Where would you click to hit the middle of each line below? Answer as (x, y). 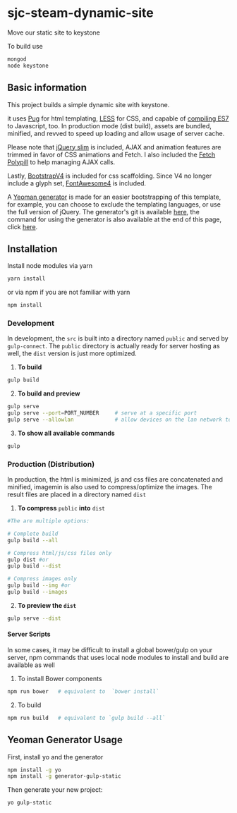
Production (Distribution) (51, 464)
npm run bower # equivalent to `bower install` (83, 691)
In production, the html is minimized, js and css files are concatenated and (115, 479)
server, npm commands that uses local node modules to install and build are (118, 657)
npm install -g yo (34, 770)
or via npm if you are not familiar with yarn (69, 292)
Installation (32, 249)
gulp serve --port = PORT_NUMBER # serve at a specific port (102, 413)
